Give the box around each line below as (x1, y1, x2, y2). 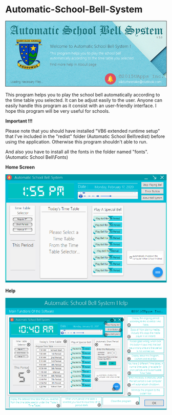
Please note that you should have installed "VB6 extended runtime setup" (5, 128, 160, 134)
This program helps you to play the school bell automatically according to (5, 92, 160, 98)
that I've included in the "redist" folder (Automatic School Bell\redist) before (5, 133, 165, 139)
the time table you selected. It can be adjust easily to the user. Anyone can (5, 97, 163, 103)
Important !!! (5, 118, 33, 124)
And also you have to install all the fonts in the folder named (5, 149, 132, 155)
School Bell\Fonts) (29, 154, 68, 160)
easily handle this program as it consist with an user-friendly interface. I (5, 102, 157, 109)
